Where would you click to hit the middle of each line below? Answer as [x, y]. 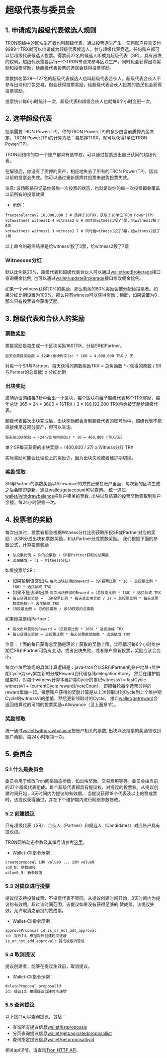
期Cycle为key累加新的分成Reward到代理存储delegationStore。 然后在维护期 [83, 674]
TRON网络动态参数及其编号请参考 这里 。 [46, 842]
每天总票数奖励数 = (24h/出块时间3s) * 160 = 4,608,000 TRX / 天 [69, 356]
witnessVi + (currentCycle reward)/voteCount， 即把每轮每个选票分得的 [78, 686]
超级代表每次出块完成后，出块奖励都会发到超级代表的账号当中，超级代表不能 [83, 421]
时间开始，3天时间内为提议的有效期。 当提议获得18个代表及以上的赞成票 [83, 793]
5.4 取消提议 [20, 954]
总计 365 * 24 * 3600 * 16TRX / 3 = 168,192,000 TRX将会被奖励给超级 [82, 404]
